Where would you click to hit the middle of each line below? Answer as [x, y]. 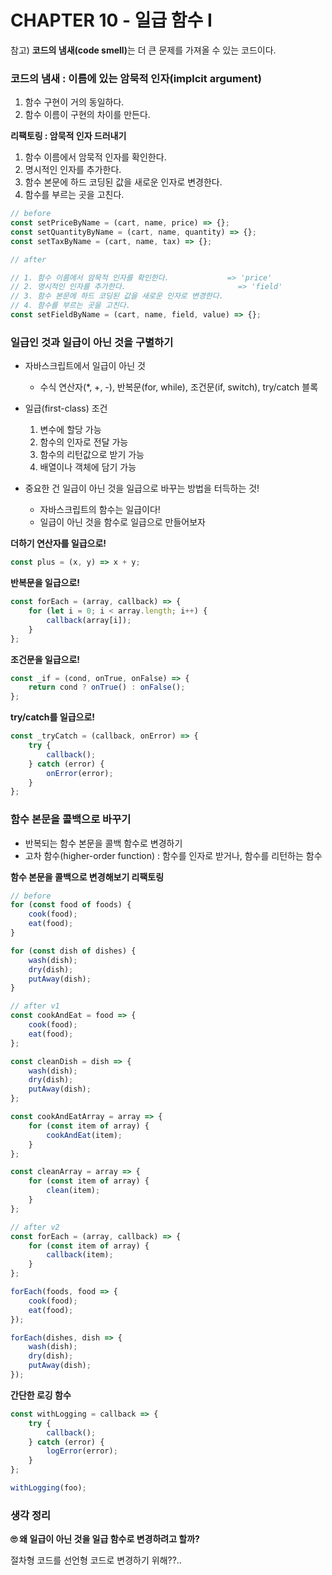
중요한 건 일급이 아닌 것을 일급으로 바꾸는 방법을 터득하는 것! [142, 488]
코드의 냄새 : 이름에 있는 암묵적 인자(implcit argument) [136, 78]
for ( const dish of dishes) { [73, 951]
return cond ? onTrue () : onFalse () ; [107, 687]
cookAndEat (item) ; [84, 1135]
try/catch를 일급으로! [53, 717]
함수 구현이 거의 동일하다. [74, 102]
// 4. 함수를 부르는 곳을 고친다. [70, 306]
